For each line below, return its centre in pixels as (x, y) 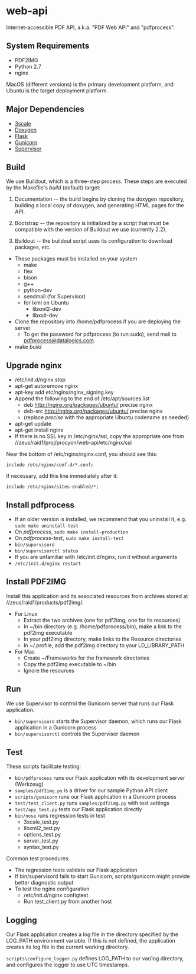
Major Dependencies (45, 109)
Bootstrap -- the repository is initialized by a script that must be (92, 223)
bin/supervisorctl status (46, 551)
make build (28, 347)
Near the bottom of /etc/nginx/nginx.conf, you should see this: (82, 454)
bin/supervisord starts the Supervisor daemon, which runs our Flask (98, 721)
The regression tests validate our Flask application (76, 870)
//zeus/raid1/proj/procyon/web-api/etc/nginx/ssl (73, 443)
